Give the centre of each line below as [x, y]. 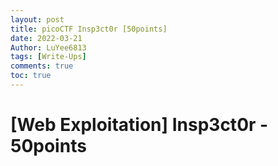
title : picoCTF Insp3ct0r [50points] [89, 29]
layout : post [37, 19]
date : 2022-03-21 [46, 38]
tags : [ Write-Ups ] [48, 57]
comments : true [42, 66]
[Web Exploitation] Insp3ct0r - [139, 125]
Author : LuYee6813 [48, 47]
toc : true [31, 76]
